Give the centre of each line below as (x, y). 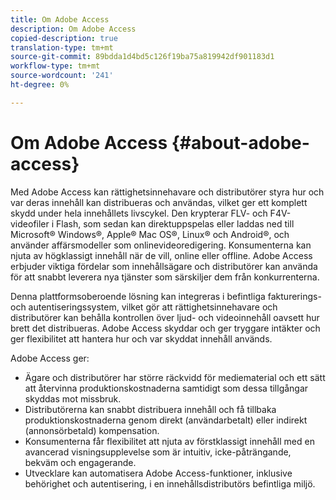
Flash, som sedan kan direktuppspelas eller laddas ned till (175, 223)
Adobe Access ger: (50, 358)
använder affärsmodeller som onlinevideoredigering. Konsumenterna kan (161, 245)
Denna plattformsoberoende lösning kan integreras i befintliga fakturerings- (166, 296)
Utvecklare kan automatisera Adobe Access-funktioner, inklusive (158, 473)
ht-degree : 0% (40, 85)
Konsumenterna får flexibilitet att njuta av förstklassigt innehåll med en (169, 441)
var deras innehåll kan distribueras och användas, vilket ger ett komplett (159, 202)
